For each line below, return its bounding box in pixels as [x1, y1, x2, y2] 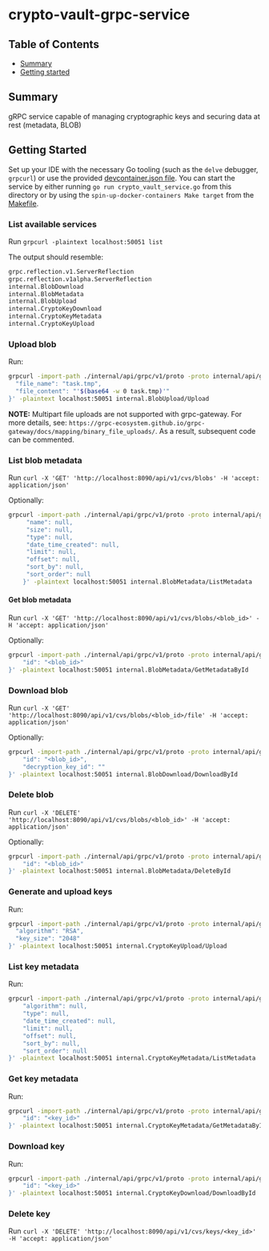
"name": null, [26, 518, 74, 526]
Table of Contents [8, 38, 100, 51]
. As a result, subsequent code [155, 426, 256, 435]
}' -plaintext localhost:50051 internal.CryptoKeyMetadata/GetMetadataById [8, 1122, 267, 1130]
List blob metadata [8, 455, 82, 466]
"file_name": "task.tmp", [15, 380, 102, 388]
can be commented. [8, 435, 74, 444]
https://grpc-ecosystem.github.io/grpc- [68, 419, 206, 427]
